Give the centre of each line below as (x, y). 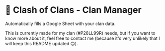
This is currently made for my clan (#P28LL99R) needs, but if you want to (80, 33)
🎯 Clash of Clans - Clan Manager (73, 10)
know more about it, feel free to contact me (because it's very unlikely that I (82, 38)
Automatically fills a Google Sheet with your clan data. (60, 24)
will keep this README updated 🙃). (41, 43)
